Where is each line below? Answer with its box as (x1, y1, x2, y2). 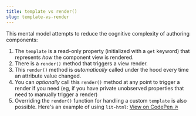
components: (6, 36, 38, 43)
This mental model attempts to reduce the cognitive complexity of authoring (6, 30, 190, 37)
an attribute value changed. (14, 72, 82, 79)
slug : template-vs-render (6, 14, 69, 20)
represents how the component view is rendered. (14, 54, 134, 61)
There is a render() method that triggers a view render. (14, 59, 148, 67)
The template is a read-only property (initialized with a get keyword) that (14, 47, 190, 54)
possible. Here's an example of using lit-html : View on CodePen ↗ (14, 103, 178, 110)
